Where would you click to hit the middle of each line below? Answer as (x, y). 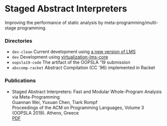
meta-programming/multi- (131, 22)
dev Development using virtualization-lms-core (60, 57)
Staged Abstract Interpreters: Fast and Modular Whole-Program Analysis (87, 91)
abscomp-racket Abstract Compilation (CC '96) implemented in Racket (83, 67)
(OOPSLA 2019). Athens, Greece (45, 112)
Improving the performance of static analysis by (54, 22)
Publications (20, 80)
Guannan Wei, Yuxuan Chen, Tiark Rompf (55, 102)
